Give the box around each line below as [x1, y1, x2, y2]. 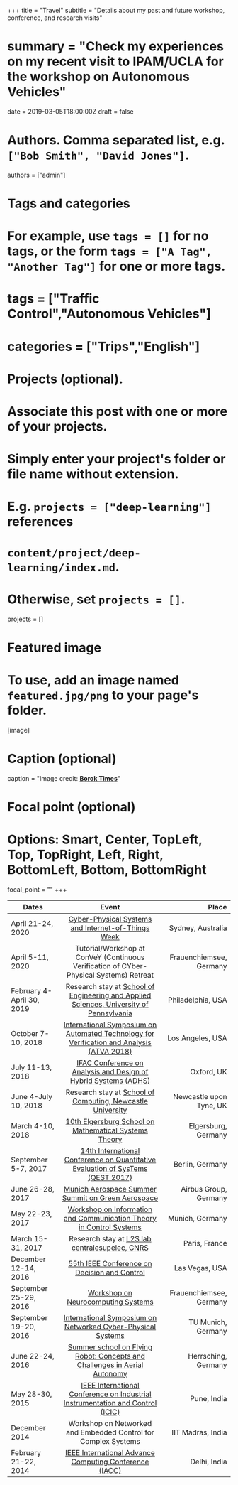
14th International [80, 1145, 140, 1155]
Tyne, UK [196, 1101, 227, 1111]
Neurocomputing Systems [67, 1297, 154, 1307]
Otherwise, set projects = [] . [7, 591, 186, 607]
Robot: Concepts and [74, 1351, 145, 1361]
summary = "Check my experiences [7, 38, 225, 55]
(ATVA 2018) [88, 1046, 132, 1056]
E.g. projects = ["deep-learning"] [7, 499, 212, 514]
